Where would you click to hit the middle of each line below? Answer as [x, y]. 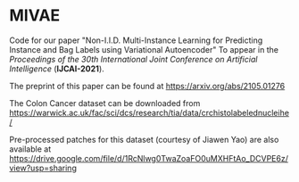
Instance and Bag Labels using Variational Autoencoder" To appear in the [144, 49]
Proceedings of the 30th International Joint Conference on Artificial [133, 59]
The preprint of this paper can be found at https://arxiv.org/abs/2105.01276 [147, 86]
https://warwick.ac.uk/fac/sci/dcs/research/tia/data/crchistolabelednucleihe [149, 112]
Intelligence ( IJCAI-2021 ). [57, 69]
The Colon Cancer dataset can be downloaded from [105, 103]
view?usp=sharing [43, 168]
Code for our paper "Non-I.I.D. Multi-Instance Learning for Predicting [136, 40]
